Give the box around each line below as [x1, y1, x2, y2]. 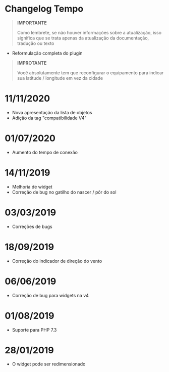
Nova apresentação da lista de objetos [12, 109, 92, 115]
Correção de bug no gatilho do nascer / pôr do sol [12, 189, 117, 195]
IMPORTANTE [17, 20, 47, 26]
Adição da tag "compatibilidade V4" [12, 115, 87, 121]
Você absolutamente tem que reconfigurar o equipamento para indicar [17, 69, 164, 76]
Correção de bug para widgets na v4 [12, 292, 89, 298]
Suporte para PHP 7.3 [12, 327, 57, 333]
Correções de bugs [12, 223, 52, 229]
